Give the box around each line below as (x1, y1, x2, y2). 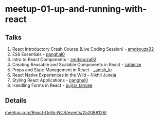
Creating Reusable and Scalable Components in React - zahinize (12, 62, 141, 67)
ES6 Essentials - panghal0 (12, 51, 65, 57)
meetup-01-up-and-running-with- (5, 3, 147, 15)
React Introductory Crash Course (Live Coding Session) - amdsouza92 (12, 46, 154, 52)
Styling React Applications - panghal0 (12, 77, 88, 83)
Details (5, 97, 27, 105)
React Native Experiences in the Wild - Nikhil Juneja (12, 72, 117, 78)
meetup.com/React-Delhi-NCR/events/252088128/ (5, 109, 107, 115)
